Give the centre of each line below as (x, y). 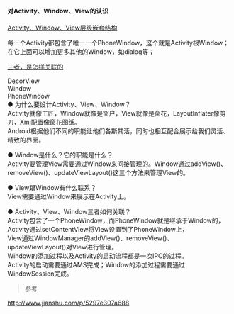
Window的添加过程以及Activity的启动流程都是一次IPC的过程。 (97, 256)
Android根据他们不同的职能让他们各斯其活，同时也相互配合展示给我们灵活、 (118, 131)
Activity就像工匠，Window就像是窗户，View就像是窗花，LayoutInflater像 (113, 113)
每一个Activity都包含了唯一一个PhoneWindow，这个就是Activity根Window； (118, 43)
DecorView (24, 81)
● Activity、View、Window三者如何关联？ (69, 212)
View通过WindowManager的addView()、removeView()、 (90, 238)
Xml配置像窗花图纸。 (50, 122)
